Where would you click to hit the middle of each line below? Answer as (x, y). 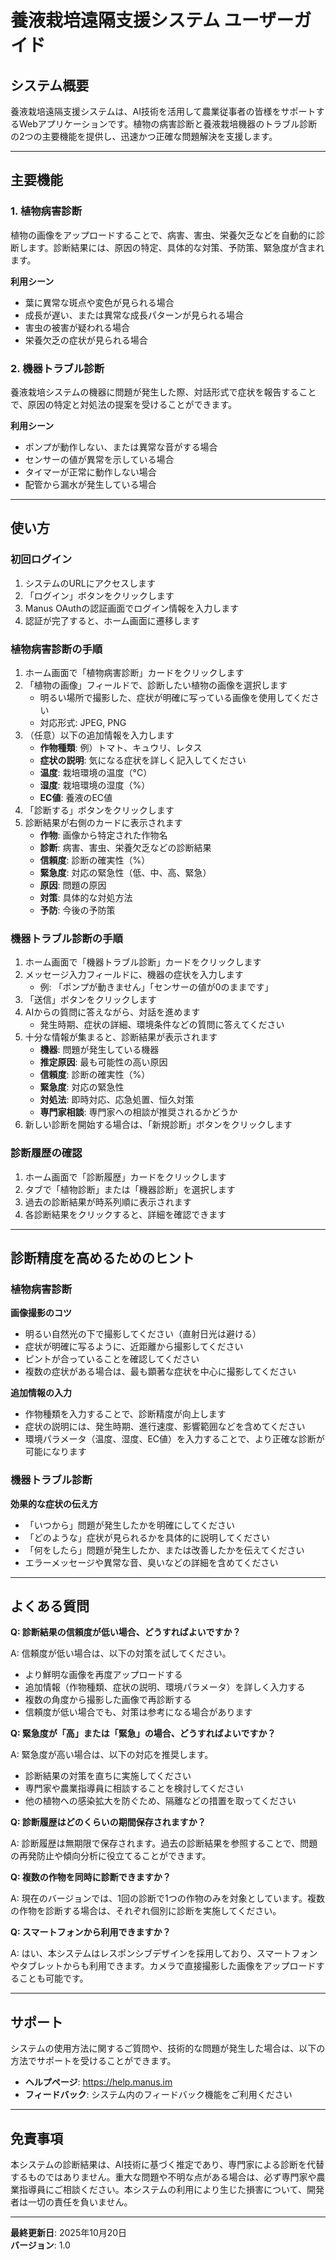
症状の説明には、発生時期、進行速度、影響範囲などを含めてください (165, 1427)
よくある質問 (50, 1606)
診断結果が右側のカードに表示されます (103, 822)
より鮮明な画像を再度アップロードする (103, 1675)
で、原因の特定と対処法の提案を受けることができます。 (124, 404)
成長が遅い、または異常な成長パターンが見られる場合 (134, 315)
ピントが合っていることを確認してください (112, 1359)
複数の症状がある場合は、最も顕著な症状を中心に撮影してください (160, 1372)
